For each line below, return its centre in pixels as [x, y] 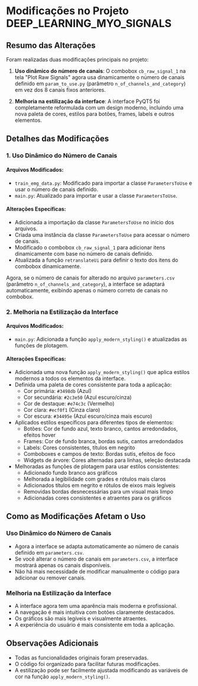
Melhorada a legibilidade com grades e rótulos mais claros [95, 479]
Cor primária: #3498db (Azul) [57, 391]
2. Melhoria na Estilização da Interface [62, 312]
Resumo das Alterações [51, 45]
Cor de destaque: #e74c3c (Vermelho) [69, 404]
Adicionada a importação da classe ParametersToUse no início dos [94, 222]
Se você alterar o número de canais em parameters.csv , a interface [96, 559]
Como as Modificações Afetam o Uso [76, 516]
